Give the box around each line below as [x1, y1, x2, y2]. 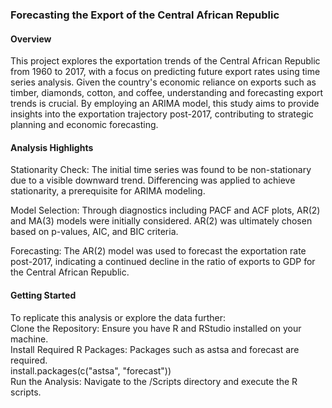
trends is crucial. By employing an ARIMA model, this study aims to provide [10, 98, 320, 110]
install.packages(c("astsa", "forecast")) [10, 364, 172, 377]
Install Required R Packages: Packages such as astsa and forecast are [10, 343, 300, 355]
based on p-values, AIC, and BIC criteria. [10, 226, 179, 238]
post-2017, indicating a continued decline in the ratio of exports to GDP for [10, 256, 316, 268]
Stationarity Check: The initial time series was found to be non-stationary [10, 164, 312, 176]
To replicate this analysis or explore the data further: [10, 311, 227, 323]
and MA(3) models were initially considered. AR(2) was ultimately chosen [10, 215, 313, 227]
